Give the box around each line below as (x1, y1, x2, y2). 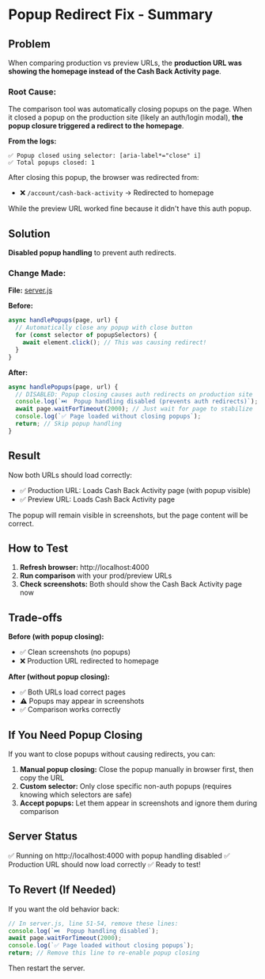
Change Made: (8, 268, 66, 279)
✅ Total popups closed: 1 (8, 159, 95, 167)
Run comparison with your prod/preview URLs (19, 571, 172, 580)
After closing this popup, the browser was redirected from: (8, 173, 199, 182)
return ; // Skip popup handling (15, 420, 123, 428)
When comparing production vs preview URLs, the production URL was (8, 58, 243, 67)
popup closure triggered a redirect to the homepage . (8, 121, 184, 131)
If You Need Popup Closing (8, 728, 143, 742)
